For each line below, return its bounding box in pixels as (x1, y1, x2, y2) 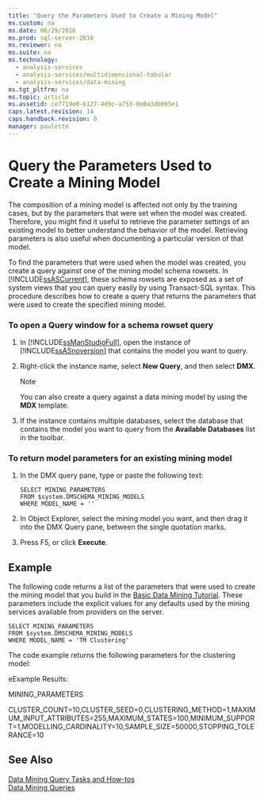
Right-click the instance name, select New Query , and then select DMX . (19, 361, 256, 370)
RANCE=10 (8, 730, 44, 740)
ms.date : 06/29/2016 (8, 26, 77, 34)
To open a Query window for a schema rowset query (8, 319, 214, 330)
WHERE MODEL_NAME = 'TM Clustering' (8, 636, 129, 644)
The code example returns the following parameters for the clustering (8, 651, 235, 660)
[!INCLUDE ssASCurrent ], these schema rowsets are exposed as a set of (8, 274, 243, 284)
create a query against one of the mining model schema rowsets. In (8, 265, 228, 275)
